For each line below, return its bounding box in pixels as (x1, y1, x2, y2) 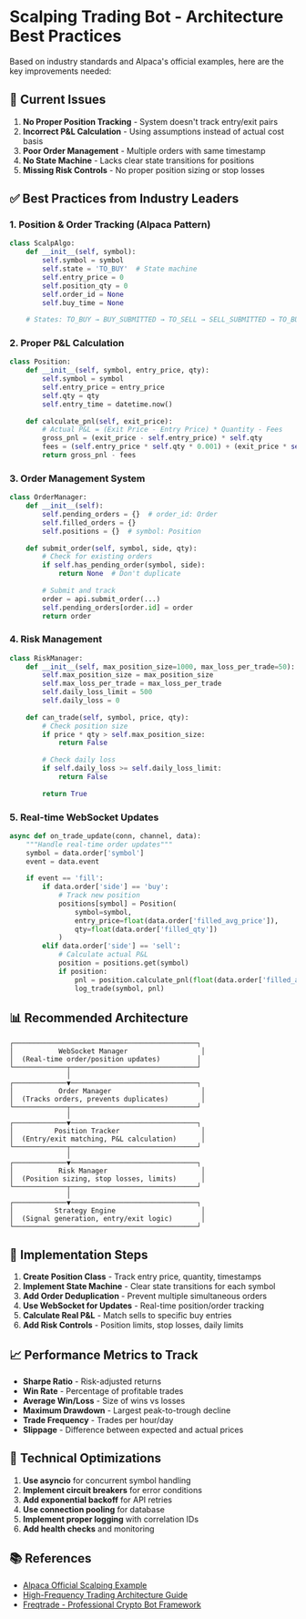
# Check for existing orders (42, 552, 153, 561)
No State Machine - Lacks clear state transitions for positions (22, 155, 255, 166)
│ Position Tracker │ (9, 1127, 206, 1136)
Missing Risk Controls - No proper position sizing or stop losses (22, 164, 266, 175)
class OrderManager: (9, 493, 88, 502)
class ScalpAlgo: (9, 239, 76, 248)
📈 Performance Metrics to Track (9, 1347, 199, 1363)
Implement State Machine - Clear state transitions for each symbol (22, 1281, 276, 1292)
